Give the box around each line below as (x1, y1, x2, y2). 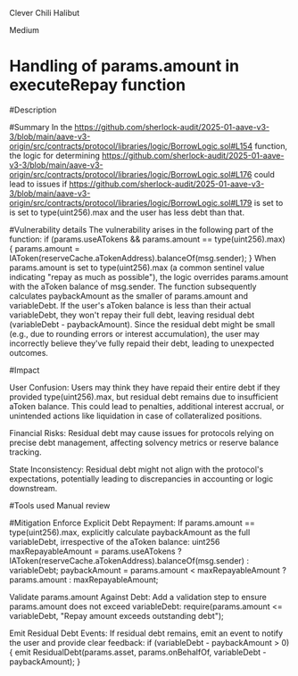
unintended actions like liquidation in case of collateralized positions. (9, 410, 262, 421)
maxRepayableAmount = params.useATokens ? (9, 546, 182, 556)
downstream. (9, 482, 58, 493)
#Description (9, 104, 57, 115)
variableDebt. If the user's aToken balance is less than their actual (9, 300, 252, 310)
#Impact (9, 365, 40, 375)
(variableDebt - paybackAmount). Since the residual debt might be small (9, 318, 275, 329)
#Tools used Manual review (9, 499, 111, 511)
